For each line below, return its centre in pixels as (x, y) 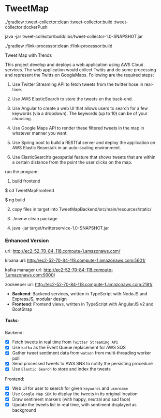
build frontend (26, 181)
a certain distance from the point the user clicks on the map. (72, 162)
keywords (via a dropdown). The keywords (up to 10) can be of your (80, 113)
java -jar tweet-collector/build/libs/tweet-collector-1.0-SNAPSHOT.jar (74, 36)
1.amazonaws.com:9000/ (30, 275)
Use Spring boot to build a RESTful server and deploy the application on (84, 142)
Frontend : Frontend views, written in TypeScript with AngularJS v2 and (83, 304)
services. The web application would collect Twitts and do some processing (80, 70)
